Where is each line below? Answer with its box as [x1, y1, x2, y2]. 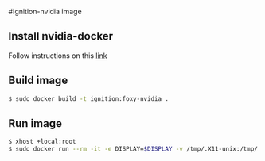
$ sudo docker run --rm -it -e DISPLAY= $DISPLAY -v [8, 145, 183, 153]
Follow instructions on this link [8, 51, 107, 60]
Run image [8, 117, 62, 130]
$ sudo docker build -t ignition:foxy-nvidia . [8, 94, 170, 102]
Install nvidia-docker [8, 29, 114, 43]
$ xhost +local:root [8, 138, 77, 146]
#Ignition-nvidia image [8, 7, 82, 16]
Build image [8, 74, 68, 87]
